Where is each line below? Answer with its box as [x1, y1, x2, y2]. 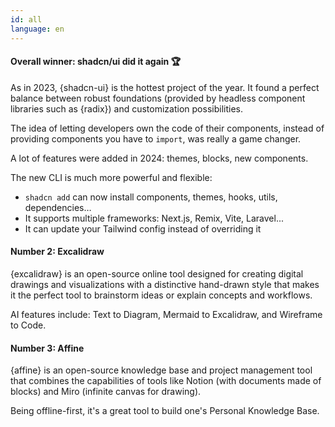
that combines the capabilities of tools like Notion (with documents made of [10, 375, 322, 387]
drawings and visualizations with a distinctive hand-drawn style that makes [10, 278, 320, 290]
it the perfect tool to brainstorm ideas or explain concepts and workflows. [10, 289, 313, 301]
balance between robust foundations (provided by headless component [10, 92, 306, 104]
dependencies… [24, 201, 92, 213]
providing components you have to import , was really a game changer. [10, 132, 302, 145]
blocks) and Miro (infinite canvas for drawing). [10, 386, 202, 398]
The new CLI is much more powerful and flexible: [10, 171, 213, 183]
